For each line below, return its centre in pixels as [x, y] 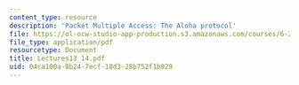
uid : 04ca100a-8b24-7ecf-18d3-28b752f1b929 [91, 67]
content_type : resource [53, 17]
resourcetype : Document [53, 50]
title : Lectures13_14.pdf [57, 58]
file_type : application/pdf [61, 42]
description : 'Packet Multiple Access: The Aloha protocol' [123, 26]
